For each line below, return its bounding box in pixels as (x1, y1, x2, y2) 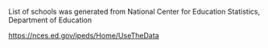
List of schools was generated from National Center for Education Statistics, (8, 7, 260, 16)
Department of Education (8, 15, 93, 25)
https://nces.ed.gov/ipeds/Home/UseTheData (8, 31, 159, 40)
